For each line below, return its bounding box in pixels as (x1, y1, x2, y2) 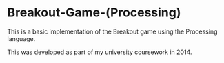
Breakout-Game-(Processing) (7, 5, 181, 21)
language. (7, 34, 36, 42)
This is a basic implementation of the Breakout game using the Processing (7, 27, 218, 36)
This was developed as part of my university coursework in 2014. (7, 48, 192, 56)
